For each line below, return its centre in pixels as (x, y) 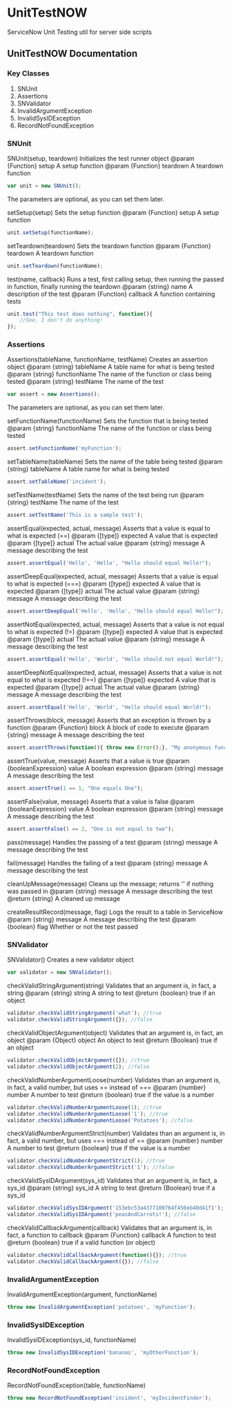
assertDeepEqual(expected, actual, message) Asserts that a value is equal (113, 576)
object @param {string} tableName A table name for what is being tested (111, 367)
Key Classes (28, 73)
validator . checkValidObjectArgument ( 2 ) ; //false (78, 1066)
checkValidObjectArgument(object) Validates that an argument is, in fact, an (115, 1033)
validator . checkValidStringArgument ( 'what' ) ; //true (85, 1013)
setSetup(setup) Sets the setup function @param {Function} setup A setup (113, 212)
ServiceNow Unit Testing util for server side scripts (79, 32)
